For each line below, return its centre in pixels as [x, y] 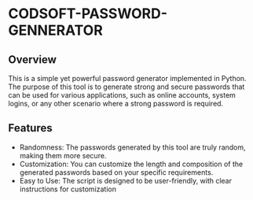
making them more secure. [63, 155]
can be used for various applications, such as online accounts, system [122, 95]
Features [30, 128]
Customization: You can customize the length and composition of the [131, 164]
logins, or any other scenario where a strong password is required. [116, 104]
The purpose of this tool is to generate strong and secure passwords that [126, 87]
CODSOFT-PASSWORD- [88, 14]
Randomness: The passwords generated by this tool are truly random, [132, 147]
